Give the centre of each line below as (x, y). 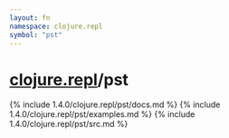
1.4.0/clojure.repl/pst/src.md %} (69, 124)
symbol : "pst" (36, 34)
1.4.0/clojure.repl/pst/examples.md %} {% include (102, 114)
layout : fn (30, 18)
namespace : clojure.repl (56, 26)
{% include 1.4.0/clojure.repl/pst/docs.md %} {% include (115, 104)
